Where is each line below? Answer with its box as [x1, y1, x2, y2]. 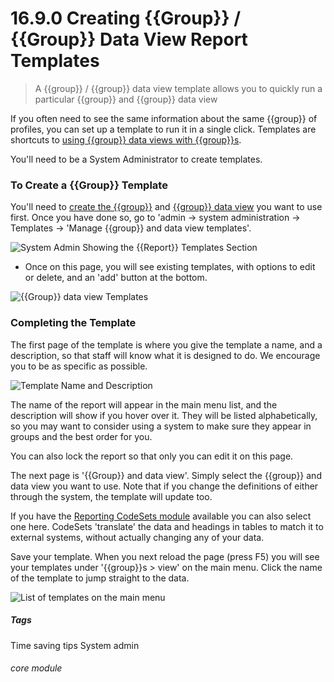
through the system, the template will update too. [10, 490, 213, 502]
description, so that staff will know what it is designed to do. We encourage [10, 349, 321, 361]
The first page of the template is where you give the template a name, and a [10, 338, 323, 351]
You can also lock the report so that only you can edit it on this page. [10, 450, 294, 462]
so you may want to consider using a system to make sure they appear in [10, 420, 312, 432]
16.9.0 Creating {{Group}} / [10, 7, 242, 30]
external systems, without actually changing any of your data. [10, 531, 265, 543]
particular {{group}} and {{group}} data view [34, 93, 218, 105]
